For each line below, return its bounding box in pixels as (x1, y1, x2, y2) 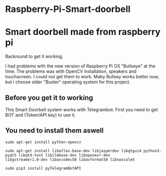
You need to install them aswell (5, 126, 104, 135)
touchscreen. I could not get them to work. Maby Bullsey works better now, (5, 74, 160, 80)
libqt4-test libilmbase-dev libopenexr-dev (18, 153, 111, 158)
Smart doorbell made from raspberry (5, 26, 161, 38)
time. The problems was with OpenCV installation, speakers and (5, 68, 137, 74)
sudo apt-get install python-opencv (5, 140, 81, 145)
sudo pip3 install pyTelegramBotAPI (5, 166, 81, 171)
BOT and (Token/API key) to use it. (5, 112, 76, 118)
